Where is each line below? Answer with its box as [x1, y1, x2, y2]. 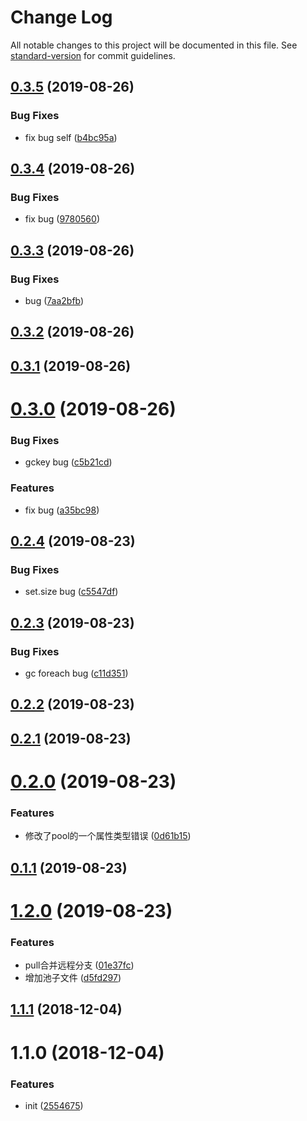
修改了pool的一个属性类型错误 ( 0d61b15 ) [24, 830, 192, 842]
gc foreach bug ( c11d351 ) [24, 667, 129, 679]
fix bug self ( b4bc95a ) [24, 131, 118, 143]
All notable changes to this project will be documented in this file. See [10, 39, 298, 51]
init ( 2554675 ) [24, 1099, 84, 1111]
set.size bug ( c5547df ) [24, 586, 119, 598]
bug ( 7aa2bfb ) [24, 295, 85, 306]
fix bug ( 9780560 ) [24, 213, 100, 225]
